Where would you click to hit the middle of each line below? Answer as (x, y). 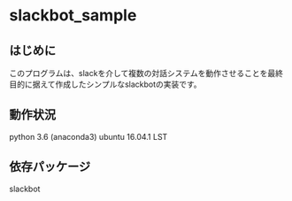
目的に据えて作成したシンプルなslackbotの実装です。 (105, 84)
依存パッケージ (50, 167)
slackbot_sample (73, 15)
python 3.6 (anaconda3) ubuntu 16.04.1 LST (88, 136)
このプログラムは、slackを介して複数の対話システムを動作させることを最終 (146, 73)
